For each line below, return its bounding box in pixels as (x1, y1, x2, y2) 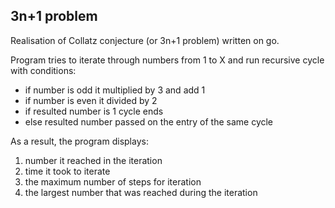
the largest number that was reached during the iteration (24, 186, 258, 198)
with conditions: (10, 64, 77, 76)
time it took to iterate (24, 165, 111, 177)
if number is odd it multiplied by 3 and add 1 (24, 84, 206, 96)
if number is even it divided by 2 (24, 94, 158, 106)
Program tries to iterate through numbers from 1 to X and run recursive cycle (10, 54, 325, 66)
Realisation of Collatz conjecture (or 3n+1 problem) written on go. (10, 34, 280, 46)
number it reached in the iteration (24, 154, 163, 166)
